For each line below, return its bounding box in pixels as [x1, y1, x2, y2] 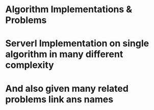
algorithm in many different [5, 48, 123, 60]
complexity [5, 60, 55, 71]
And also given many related [5, 82, 129, 94]
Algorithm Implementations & [5, 4, 133, 15]
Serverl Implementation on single [5, 38, 149, 49]
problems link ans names [5, 93, 114, 105]
